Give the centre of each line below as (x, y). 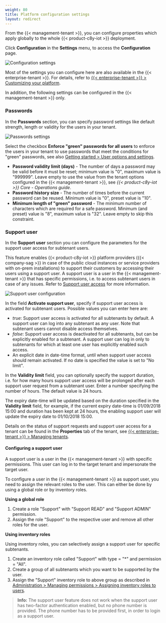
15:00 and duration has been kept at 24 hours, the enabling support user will (83, 411)
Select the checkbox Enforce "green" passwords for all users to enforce (80, 146)
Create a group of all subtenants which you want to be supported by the (86, 569)
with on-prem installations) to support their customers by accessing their (80, 268)
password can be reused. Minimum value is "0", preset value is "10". (82, 198)
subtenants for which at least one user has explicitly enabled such (80, 344)
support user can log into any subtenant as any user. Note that (76, 323)
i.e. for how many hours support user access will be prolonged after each (80, 380)
